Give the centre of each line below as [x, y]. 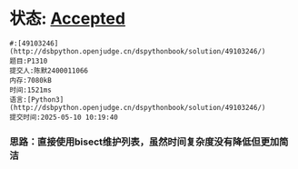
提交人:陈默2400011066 [49, 70]
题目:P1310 [29, 61]
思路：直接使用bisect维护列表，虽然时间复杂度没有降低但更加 [144, 142]
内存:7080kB [30, 80]
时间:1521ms [30, 90]
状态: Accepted [67, 19]
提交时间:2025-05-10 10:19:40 [64, 117]
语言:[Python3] [37, 99]
